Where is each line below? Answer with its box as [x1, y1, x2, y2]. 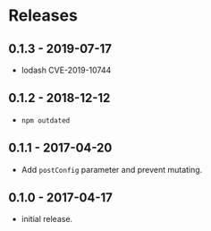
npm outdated [21, 115, 71, 125]
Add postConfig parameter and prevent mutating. [21, 164, 203, 175]
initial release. [21, 214, 73, 225]
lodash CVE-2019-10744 [21, 64, 112, 75]
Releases [8, 5, 78, 26]
